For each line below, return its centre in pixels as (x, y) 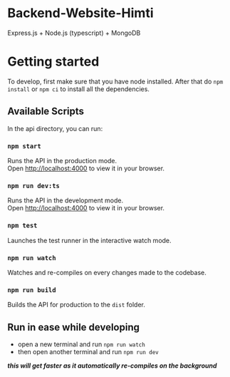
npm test (22, 226)
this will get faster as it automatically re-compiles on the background (112, 366)
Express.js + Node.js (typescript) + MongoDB (74, 33)
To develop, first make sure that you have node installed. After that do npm (115, 81)
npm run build (32, 290)
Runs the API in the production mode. (62, 160)
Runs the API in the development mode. (65, 200)
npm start (24, 146)
